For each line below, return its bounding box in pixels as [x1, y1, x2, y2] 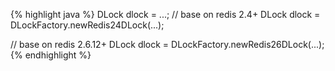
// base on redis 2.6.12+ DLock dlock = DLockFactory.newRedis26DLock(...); [10, 39, 325, 50]
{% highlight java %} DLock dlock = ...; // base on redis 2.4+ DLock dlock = [10, 9, 321, 20]
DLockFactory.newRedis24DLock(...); [10, 19, 165, 31]
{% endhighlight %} [10, 49, 92, 61]
